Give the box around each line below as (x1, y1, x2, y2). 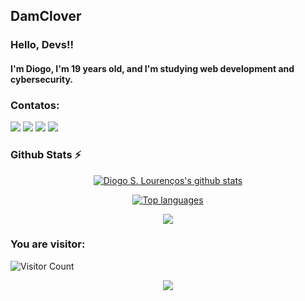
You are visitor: (10, 237, 86, 251)
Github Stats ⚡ (10, 148, 82, 162)
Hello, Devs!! (10, 38, 74, 52)
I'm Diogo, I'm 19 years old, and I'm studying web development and (10, 62, 295, 74)
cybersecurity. (10, 73, 74, 85)
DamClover (10, 8, 82, 25)
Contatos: (10, 98, 60, 112)
